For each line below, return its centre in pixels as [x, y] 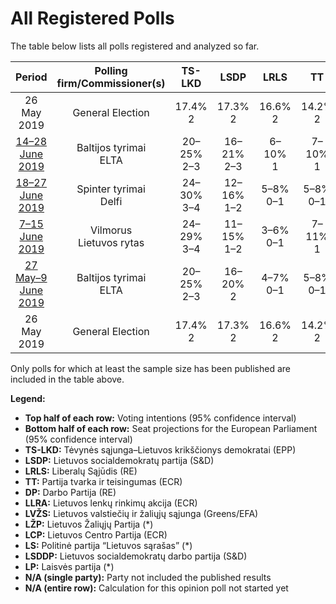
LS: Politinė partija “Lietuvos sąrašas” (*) [108, 545]
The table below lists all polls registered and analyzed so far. [135, 46]
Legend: [28, 398]
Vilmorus [111, 230]
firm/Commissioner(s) [111, 83]
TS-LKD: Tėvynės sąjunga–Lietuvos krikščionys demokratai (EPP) [160, 449]
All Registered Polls [92, 18]
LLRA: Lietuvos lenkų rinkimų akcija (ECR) [111, 503]
